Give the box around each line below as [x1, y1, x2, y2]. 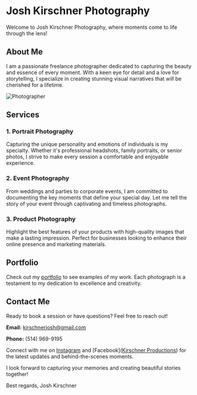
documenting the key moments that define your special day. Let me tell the [6, 194, 187, 201]
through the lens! [6, 29, 48, 36]
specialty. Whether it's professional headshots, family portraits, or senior [6, 147, 182, 154]
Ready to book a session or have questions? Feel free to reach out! [6, 312, 168, 319]
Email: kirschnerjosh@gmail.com [6, 324, 86, 331]
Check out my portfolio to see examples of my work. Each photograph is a [6, 273, 186, 280]
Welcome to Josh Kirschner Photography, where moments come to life [6, 24, 178, 31]
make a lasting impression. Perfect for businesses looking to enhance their [6, 234, 187, 242]
